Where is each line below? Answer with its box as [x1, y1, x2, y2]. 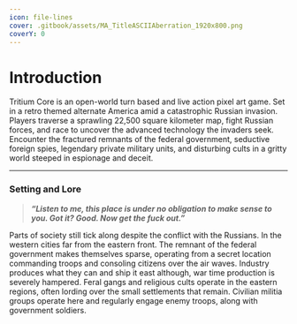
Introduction [9, 67, 103, 87]
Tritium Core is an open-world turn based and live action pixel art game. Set [9, 96, 286, 107]
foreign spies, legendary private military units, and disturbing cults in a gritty [9, 143, 287, 154]
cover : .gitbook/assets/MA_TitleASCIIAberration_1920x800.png [9, 21, 243, 30]
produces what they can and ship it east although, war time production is [9, 267, 276, 278]
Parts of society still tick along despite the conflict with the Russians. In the [9, 230, 282, 240]
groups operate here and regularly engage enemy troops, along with [9, 295, 258, 305]
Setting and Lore [9, 183, 82, 195]
